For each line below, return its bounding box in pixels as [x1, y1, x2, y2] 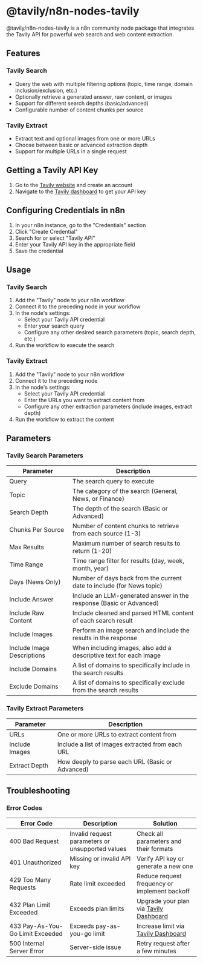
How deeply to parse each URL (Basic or [57, 757, 173, 766]
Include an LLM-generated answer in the [72, 592, 189, 600]
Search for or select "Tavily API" [14, 234, 95, 242]
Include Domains [9, 665, 57, 673]
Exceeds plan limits [69, 904, 124, 913]
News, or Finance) [72, 495, 125, 503]
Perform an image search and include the [72, 626, 190, 635]
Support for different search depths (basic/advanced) [14, 99, 149, 107]
